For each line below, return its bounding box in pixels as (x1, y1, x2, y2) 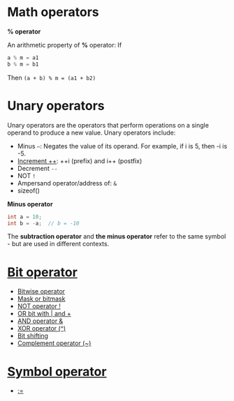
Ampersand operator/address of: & (17, 179, 117, 187)
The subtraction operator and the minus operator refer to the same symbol (7, 232, 226, 241)
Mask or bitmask (17, 294, 66, 303)
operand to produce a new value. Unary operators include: (7, 128, 176, 137)
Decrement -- (17, 164, 58, 172)
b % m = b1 (7, 61, 39, 68)
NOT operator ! (17, 302, 61, 310)
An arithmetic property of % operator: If (7, 40, 122, 49)
